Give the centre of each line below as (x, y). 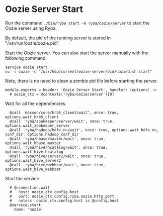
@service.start (25, 205)
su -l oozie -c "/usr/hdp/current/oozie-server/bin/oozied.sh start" (79, 71)
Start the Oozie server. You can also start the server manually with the (77, 53)
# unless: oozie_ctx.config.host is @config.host (64, 201)
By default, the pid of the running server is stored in (58, 38)
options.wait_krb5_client (32, 117)
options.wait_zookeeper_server (38, 125)
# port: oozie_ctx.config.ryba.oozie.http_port (62, 196)
